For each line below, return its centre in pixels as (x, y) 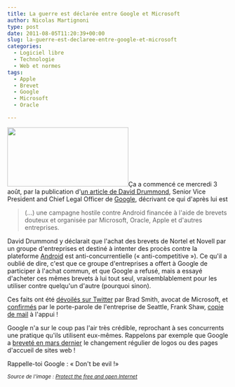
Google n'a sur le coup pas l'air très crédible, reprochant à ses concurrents (116, 327)
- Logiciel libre (39, 53)
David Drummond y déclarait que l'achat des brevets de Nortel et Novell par (117, 241)
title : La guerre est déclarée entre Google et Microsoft (94, 14)
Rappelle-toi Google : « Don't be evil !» (63, 364)
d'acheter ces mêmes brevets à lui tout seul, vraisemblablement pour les (112, 278)
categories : (25, 46)
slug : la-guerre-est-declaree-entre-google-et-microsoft (92, 40)
